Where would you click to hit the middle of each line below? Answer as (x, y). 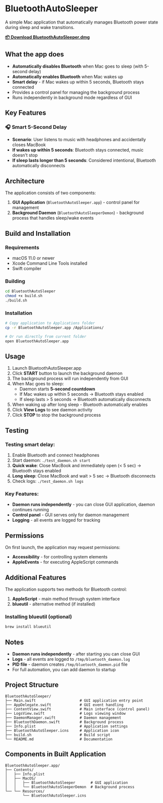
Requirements (22, 247)
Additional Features (36, 577)
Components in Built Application (56, 754)
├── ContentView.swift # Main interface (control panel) (78, 709)
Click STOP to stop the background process (57, 415)
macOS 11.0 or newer (33, 258)
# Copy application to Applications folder (50, 323)
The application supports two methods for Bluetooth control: (66, 589)
